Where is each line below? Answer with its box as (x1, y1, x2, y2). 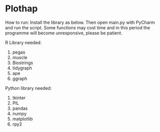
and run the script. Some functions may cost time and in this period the (5, 24, 150, 30)
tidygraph (12, 65, 32, 71)
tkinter (12, 95, 26, 101)
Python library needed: (5, 85, 52, 91)
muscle (12, 54, 28, 60)
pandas (12, 105, 28, 111)
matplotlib (12, 116, 33, 122)
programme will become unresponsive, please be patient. (5, 30, 123, 36)
